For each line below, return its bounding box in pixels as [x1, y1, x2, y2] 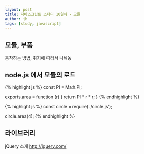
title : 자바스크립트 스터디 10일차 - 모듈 [5, 12, 81, 17]
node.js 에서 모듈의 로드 [5, 71, 76, 79]
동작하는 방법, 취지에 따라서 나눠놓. [5, 55, 73, 61]
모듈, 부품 [5, 41, 33, 49]
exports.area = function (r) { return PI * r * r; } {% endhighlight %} [5, 94, 140, 100]
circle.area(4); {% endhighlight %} [5, 113, 75, 119]
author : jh [5, 16, 28, 21]
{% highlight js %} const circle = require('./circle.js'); [5, 103, 113, 109]
